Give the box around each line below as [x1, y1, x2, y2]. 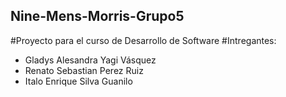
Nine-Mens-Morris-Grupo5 [10, 8, 185, 25]
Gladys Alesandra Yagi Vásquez [24, 54, 157, 66]
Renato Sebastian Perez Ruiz [24, 64, 144, 76]
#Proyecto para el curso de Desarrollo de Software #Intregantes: [10, 34, 277, 46]
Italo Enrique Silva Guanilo [24, 75, 133, 87]
